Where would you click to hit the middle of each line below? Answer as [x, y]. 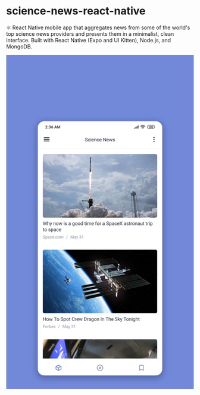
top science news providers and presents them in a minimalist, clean [90, 33]
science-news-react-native [76, 11]
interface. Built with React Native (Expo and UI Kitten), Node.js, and [89, 40]
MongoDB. [19, 47]
